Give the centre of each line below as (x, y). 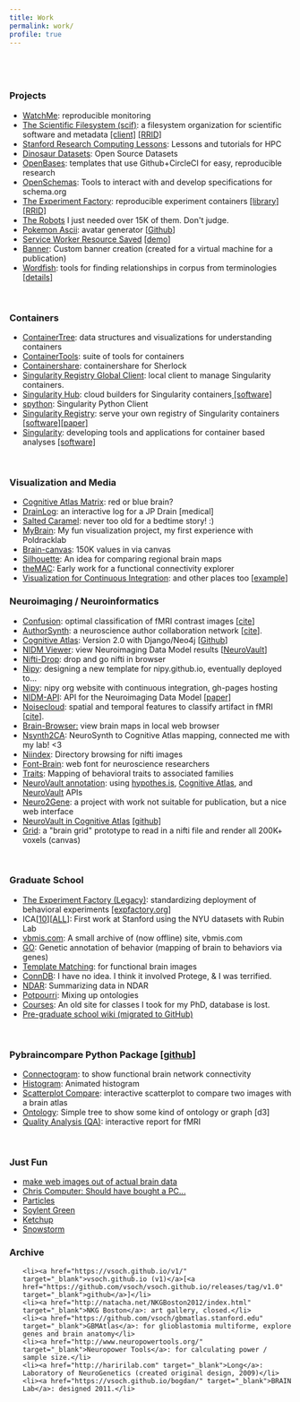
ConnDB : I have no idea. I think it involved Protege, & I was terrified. (147, 976)
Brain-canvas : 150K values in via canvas (97, 550)
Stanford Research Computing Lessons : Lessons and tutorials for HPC (152, 143)
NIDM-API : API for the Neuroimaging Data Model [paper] (126, 697)
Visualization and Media (63, 482)
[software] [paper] (55, 423)
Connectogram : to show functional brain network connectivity (137, 1074)
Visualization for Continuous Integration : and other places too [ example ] (155, 578)
